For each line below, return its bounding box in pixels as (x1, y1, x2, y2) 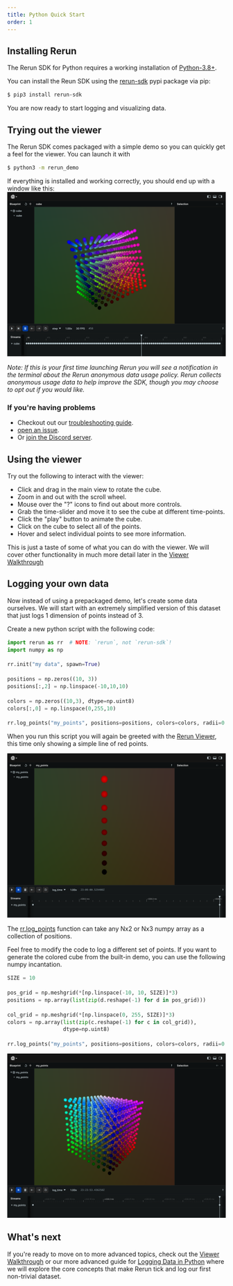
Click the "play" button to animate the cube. (17, 514, 143, 523)
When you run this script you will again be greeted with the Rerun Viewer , (7, 732, 217, 740)
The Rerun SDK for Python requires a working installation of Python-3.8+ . (7, 63, 217, 72)
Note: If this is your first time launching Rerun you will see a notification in (7, 363, 218, 371)
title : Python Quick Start (7, 11, 85, 18)
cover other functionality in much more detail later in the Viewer (7, 550, 189, 559)
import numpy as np (7, 646, 64, 653)
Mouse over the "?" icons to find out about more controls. (17, 500, 182, 508)
